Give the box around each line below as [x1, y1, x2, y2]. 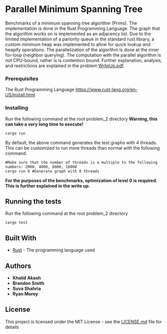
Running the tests [5, 197, 61, 206]
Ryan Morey [12, 290, 38, 296]
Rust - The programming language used [12, 247, 95, 253]
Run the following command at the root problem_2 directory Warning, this [5, 116, 157, 122]
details [5, 324, 19, 330]
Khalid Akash [12, 274, 41, 281]
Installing [5, 104, 28, 111]
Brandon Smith [12, 280, 44, 286]
